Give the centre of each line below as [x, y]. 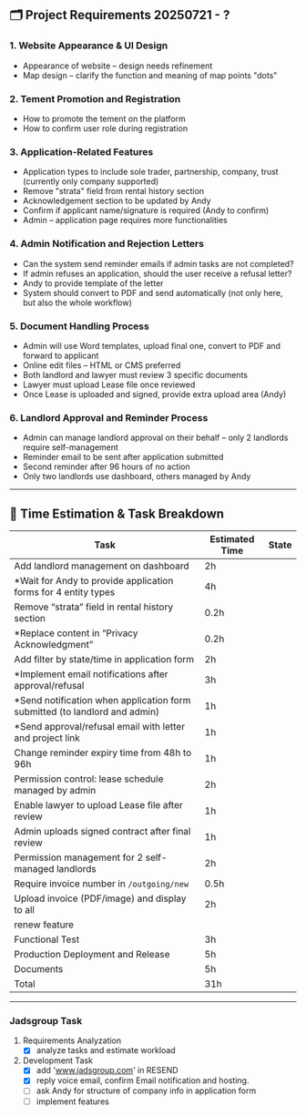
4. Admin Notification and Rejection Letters [107, 244]
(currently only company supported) [91, 181]
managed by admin [55, 790]
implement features [72, 1101]
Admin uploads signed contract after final [102, 831]
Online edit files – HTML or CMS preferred [102, 365]
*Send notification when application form [102, 700]
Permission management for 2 [79, 857]
